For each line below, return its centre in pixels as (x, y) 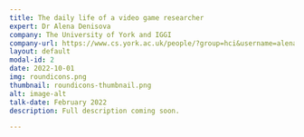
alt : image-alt (38, 93)
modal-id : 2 (32, 60)
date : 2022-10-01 (42, 69)
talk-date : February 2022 (58, 102)
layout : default (40, 52)
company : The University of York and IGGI (90, 34)
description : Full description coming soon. (95, 111)
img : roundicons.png (48, 77)
